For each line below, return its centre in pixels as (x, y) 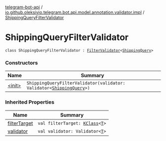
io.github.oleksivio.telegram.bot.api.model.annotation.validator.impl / (75, 12)
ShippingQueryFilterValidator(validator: (76, 83)
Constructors (21, 62)
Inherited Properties (30, 102)
